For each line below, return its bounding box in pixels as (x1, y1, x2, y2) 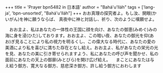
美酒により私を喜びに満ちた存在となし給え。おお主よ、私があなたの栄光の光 (5, 45, 159, 50)
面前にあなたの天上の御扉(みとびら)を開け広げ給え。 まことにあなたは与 (5, 57, 155, 62)
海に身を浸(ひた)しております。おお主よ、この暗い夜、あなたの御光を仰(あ (5, 33, 154, 38)
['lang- (141, 4, 155, 10)
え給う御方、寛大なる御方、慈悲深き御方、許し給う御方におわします (5, 63, 142, 69)
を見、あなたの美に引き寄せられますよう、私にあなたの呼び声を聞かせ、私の (5, 51, 159, 57)
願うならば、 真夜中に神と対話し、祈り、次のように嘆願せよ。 (32, 16, 157, 22)
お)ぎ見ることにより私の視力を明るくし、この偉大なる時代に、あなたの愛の (5, 39, 156, 44)
